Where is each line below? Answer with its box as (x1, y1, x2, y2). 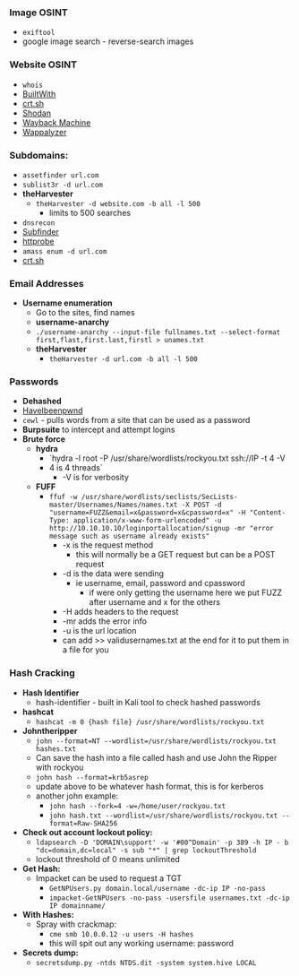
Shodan (21, 108, 52, 118)
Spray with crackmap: (35, 919, 117, 929)
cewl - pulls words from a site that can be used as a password (21, 415, 251, 426)
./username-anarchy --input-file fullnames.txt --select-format (35, 328, 281, 337)
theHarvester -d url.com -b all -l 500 (48, 355, 199, 364)
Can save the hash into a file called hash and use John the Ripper (35, 752, 278, 763)
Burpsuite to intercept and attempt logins (21, 424, 175, 436)
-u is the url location (62, 626, 137, 636)
